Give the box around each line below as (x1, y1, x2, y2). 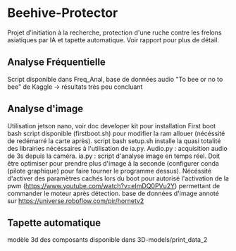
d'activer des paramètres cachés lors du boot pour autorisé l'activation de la (7, 174, 229, 183)
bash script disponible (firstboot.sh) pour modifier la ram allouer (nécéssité (7, 129, 225, 137)
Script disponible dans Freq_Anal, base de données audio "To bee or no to (7, 75, 223, 83)
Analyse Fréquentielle (7, 56, 106, 68)
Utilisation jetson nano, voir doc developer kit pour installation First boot (7, 121, 216, 130)
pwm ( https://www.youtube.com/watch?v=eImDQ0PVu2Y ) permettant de (7, 181, 221, 190)
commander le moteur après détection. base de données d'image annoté (7, 189, 220, 197)
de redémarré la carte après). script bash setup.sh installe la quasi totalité (7, 136, 221, 145)
